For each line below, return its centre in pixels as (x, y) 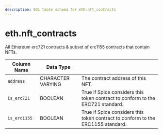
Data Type (58, 67)
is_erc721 (19, 98)
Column (21, 64)
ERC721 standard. (103, 104)
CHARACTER (55, 78)
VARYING (50, 84)
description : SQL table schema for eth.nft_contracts (61, 9)
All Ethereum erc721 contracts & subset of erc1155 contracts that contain (77, 47)
